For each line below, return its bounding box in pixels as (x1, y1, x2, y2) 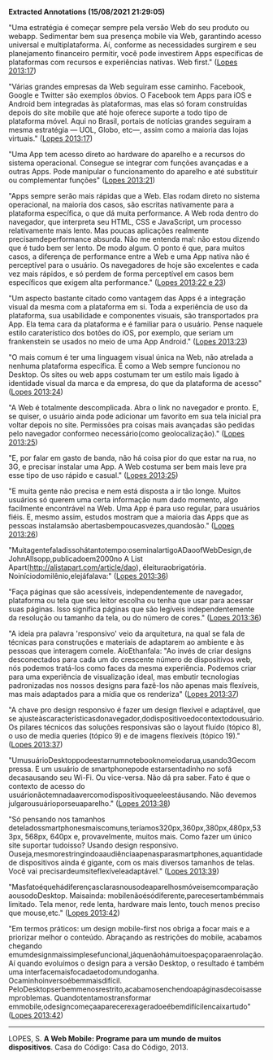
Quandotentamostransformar (54, 993, 152, 1002)
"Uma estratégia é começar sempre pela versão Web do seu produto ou (8, 23, 249, 32)
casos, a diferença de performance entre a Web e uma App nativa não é (8, 252, 250, 261)
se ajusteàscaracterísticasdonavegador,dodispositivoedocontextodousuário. (8, 714, 265, 723)
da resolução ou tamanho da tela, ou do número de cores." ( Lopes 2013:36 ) (8, 613, 262, 622)
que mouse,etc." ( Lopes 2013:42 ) (8, 908, 120, 918)
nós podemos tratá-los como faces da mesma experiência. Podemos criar (8, 664, 257, 672)
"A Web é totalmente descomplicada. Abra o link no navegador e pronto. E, (8, 403, 259, 412)
